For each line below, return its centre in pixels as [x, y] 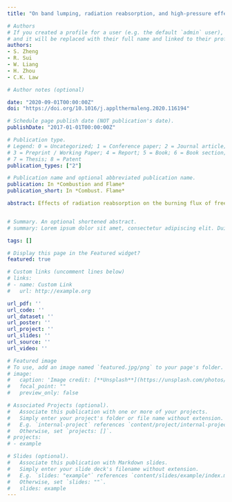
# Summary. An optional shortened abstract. [72, 221]
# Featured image [32, 361]
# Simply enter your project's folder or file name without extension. [116, 418]
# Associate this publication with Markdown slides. [88, 463]
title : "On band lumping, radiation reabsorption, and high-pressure [109, 13]
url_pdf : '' [24, 303]
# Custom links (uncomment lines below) [66, 272]
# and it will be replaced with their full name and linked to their [109, 39]
